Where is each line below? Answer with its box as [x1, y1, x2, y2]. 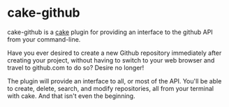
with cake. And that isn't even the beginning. [7, 92, 135, 100]
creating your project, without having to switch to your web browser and [7, 56, 215, 64]
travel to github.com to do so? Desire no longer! [7, 63, 145, 72]
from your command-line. [7, 35, 81, 43]
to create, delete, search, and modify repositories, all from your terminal [7, 84, 214, 92]
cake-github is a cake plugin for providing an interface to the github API [7, 28, 213, 36]
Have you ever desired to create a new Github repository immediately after [7, 49, 222, 57]
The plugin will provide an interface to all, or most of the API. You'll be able [7, 76, 222, 85]
